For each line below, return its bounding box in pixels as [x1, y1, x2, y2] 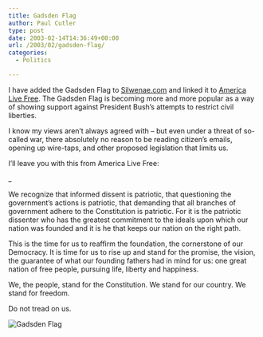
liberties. [8, 110, 37, 120]
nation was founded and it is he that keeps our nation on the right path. [8, 223, 241, 232]
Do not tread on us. [8, 303, 72, 313]
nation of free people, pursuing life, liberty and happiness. [8, 264, 199, 274]
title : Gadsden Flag [8, 11, 77, 20]
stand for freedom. [8, 288, 70, 298]
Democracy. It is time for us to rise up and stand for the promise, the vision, [8, 247, 256, 256]
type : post [8, 26, 45, 34]
